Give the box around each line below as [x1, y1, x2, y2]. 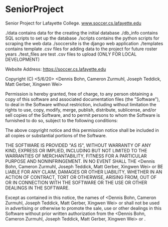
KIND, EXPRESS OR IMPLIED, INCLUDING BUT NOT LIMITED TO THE [5, 147, 147, 153]
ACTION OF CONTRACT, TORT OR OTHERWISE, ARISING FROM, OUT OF [5, 174, 157, 180]
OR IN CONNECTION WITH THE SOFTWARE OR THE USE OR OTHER [5, 179, 147, 185]
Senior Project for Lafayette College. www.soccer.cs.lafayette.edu [5, 20, 141, 26]
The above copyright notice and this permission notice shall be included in [5, 127, 159, 133]
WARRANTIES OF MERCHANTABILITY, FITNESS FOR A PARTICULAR [5, 153, 147, 159]
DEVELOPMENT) [5, 56, 40, 62]
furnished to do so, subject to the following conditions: [5, 117, 118, 123]
